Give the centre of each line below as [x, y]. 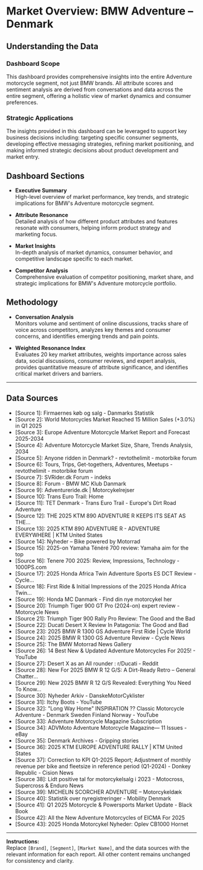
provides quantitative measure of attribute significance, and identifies [101, 367]
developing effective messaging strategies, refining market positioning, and [100, 144]
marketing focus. [36, 234]
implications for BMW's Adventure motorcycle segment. [85, 203]
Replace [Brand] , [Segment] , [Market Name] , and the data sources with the [98, 848]
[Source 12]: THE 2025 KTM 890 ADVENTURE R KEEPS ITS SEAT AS [100, 516]
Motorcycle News [37, 612]
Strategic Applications [40, 118]
